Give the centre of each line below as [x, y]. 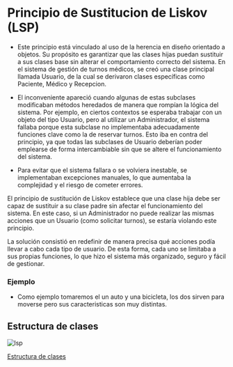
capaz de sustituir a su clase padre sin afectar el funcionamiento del [105, 205]
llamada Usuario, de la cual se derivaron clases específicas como [111, 76]
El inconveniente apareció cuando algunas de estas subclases [106, 97]
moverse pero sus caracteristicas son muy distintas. [92, 304]
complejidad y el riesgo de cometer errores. [80, 185]
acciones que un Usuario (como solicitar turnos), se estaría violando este [112, 220]
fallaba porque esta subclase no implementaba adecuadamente [109, 127]
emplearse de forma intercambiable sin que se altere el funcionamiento [119, 149]
